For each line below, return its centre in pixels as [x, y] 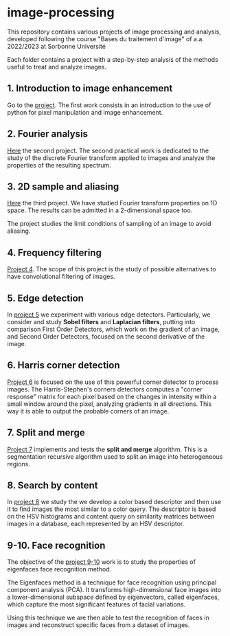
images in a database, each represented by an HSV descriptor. [96, 524]
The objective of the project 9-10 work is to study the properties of [101, 562]
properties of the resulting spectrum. [59, 165]
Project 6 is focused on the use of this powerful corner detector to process [113, 382]
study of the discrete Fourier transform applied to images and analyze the [111, 158]
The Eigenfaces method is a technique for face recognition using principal [112, 582]
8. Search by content [53, 486]
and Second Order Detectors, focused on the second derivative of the [106, 337]
